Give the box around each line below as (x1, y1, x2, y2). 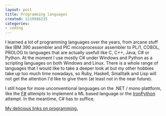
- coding (5, 26, 23, 31)
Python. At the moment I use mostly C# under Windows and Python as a (5, 55, 153, 61)
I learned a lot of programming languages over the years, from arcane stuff (5, 39, 158, 45)
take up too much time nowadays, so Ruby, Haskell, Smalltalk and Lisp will (5, 71, 157, 77)
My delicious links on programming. (5, 106, 78, 112)
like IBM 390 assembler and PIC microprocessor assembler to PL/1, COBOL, (5, 44, 160, 50)
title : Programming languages (5, 12, 68, 17)
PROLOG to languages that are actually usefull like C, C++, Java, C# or (5, 50, 150, 56)
